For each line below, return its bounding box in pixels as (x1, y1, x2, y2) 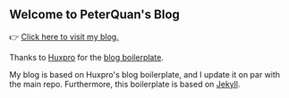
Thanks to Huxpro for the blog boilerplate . (9, 52, 164, 62)
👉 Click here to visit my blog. (9, 31, 119, 42)
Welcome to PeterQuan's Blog (9, 7, 181, 22)
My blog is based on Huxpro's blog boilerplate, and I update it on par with (9, 69, 280, 79)
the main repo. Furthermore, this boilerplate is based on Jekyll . (9, 78, 241, 89)
